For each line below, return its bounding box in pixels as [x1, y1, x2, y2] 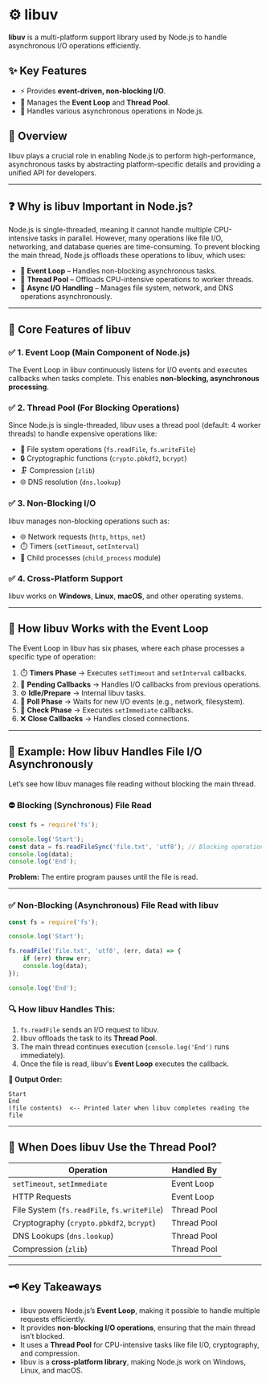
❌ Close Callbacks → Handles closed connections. [19, 713, 190, 723]
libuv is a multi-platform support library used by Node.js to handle [8, 32, 227, 42]
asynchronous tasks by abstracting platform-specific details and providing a [8, 159, 261, 169]
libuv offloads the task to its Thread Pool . [19, 1033, 157, 1043]
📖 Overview [8, 129, 67, 143]
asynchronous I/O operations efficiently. [8, 40, 141, 50]
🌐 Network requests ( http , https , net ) [19, 531, 146, 541]
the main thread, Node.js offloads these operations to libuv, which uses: [8, 251, 247, 261]
